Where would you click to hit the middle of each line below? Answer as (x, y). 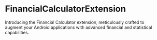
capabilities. (17, 32)
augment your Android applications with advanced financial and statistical (78, 27)
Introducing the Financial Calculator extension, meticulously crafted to (75, 22)
